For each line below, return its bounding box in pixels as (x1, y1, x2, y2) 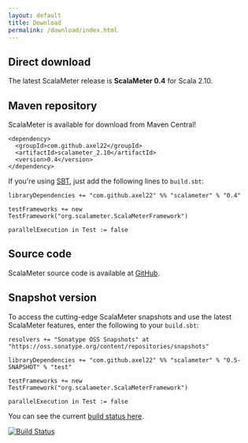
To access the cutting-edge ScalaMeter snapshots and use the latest (8, 312, 232, 321)
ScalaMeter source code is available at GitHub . (8, 268, 160, 278)
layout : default (8, 11, 61, 20)
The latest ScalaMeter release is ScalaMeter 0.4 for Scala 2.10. (8, 76, 213, 86)
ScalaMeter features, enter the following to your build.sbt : (8, 320, 199, 330)
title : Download (8, 19, 61, 27)
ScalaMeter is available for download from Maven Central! (8, 120, 197, 129)
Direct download (8, 55, 91, 68)
